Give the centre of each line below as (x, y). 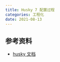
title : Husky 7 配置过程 (30, 10)
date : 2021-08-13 (24, 19)
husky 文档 (24, 54)
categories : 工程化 (25, 15)
